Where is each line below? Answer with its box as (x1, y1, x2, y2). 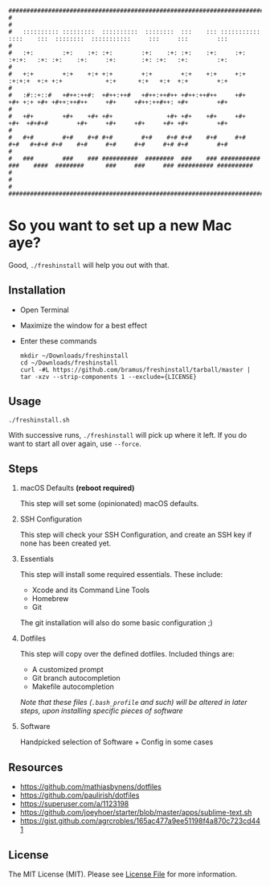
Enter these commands (19, 336, 97, 345)
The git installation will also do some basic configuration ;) (19, 618, 213, 628)
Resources (8, 760, 63, 774)
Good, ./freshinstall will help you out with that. (8, 260, 170, 270)
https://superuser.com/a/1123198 (19, 799, 129, 809)
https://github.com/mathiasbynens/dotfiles (19, 782, 162, 792)
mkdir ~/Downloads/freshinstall (19, 352, 129, 360)
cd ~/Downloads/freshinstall (19, 358, 118, 367)
